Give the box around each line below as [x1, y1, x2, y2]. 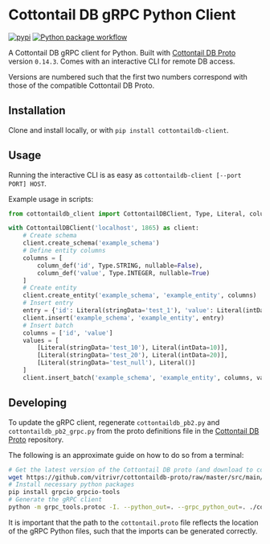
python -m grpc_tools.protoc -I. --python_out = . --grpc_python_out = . [8, 503, 247, 511]
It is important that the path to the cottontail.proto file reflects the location [8, 517, 259, 527]
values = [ [22, 336, 59, 344]
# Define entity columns [22, 247, 106, 255]
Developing [8, 396, 67, 410]
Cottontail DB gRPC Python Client [8, 6, 236, 24]
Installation [8, 104, 66, 117]
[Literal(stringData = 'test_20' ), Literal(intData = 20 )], [37, 352, 228, 360]
